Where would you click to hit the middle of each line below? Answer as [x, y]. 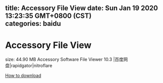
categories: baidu [33, 24]
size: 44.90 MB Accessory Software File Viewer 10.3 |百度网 [67, 60]
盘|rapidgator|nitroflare [29, 66]
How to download [23, 76]
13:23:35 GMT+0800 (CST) [48, 16]
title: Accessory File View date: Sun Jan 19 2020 [81, 8]
